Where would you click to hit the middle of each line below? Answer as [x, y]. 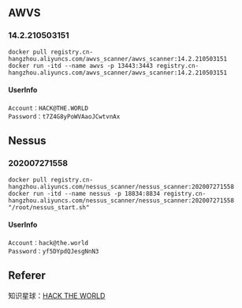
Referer [27, 276]
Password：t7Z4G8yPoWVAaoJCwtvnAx [64, 116]
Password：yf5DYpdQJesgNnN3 [54, 251]
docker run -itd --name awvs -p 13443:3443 [81, 66]
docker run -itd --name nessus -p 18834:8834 [84, 193]
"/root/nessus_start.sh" [49, 207]
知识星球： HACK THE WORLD [57, 295]
